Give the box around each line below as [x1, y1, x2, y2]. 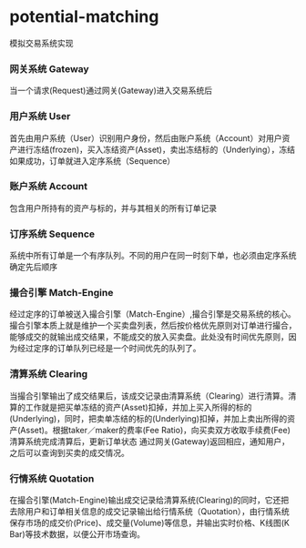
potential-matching [9, 6, 159, 27]
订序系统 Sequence [9, 228, 96, 240]
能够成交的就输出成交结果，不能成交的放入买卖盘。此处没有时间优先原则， [9, 331, 289, 342]
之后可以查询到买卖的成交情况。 [9, 447, 129, 458]
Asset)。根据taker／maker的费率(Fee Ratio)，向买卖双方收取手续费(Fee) [20, 424, 291, 435]
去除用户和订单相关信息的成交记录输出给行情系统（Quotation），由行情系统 [9, 506, 290, 517]
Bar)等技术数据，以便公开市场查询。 [9, 529, 146, 540]
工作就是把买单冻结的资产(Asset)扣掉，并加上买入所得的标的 [25, 401, 252, 412]
